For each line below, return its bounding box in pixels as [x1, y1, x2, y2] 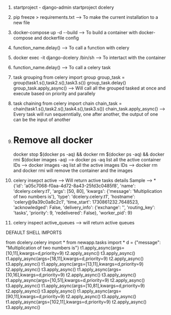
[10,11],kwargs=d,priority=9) [6, 250, 64, 256]
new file [13, 20, 30, 25]
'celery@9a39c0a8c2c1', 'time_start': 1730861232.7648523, [13, 198, 139, 205]
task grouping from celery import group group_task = [13, 74, 125, 80]
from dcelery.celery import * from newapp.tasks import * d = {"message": [6, 239, 161, 245]
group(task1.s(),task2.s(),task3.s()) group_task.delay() [13, 80, 126, 85]
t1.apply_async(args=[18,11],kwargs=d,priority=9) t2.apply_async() [6, 255, 144, 262]
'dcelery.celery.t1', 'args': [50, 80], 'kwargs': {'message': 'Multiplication [13, 188, 162, 194]
